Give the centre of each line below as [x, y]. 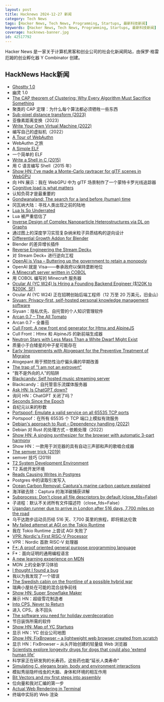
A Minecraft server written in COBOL [49, 272]
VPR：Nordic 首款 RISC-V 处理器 [45, 542]
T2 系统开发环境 [28, 469]
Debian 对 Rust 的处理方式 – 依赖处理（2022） [59, 430]
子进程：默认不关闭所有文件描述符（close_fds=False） [67, 503]
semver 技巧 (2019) [32, 457]
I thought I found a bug [35, 570]
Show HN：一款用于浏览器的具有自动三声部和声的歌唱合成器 [73, 446]
